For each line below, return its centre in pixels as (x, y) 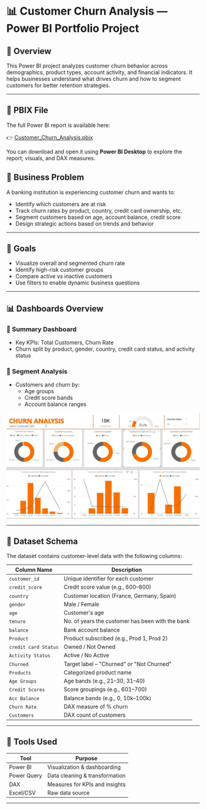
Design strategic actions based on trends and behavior (85, 223)
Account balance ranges (55, 404)
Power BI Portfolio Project (73, 29)
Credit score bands (49, 398)
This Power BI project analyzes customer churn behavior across (87, 66)
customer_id (24, 579)
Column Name (34, 570)
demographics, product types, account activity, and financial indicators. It (100, 72)
